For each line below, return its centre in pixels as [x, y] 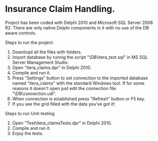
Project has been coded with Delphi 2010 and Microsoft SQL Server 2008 [79, 23]
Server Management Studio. [41, 62]
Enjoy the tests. [28, 133]
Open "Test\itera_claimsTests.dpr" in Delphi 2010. [62, 123]
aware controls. [21, 33]
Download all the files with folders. [47, 52]
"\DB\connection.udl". [34, 94]
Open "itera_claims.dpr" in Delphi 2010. [52, 68]
